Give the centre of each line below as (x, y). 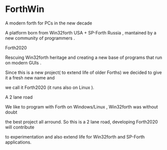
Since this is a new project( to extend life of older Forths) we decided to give (83, 72)
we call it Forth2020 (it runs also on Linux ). (50, 87)
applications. (18, 142)
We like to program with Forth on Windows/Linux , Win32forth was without (82, 106)
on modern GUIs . (23, 62)
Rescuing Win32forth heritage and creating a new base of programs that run (84, 57)
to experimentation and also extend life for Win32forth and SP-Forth (75, 136)
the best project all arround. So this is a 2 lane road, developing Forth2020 (82, 121)
